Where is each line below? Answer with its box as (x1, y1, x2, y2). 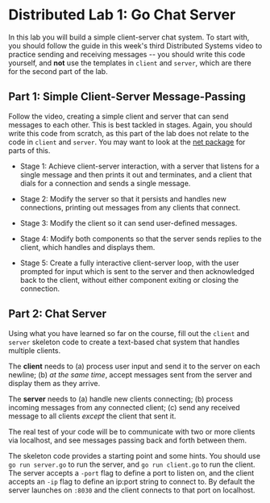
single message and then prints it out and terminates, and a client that (19, 169, 252, 179)
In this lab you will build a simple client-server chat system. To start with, (8, 32, 250, 42)
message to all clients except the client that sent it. (8, 411, 177, 421)
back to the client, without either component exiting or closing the (19, 275, 239, 285)
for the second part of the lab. (8, 66, 108, 76)
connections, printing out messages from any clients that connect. (19, 202, 241, 212)
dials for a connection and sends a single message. (19, 178, 191, 188)
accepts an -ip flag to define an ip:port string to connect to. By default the (8, 476, 255, 486)
